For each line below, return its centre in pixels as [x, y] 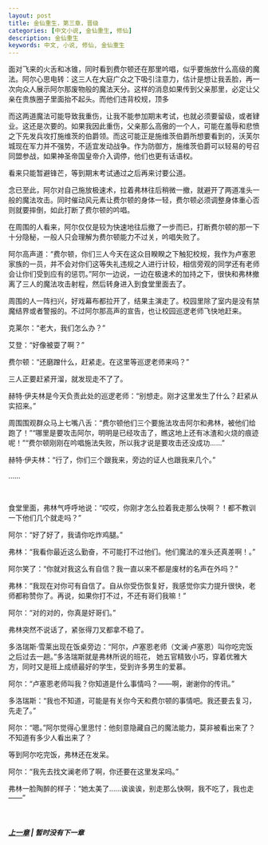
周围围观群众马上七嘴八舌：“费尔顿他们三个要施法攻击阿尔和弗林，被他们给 [132, 423]
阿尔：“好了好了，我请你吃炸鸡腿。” [66, 535]
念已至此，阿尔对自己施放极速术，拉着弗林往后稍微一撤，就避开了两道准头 [130, 190]
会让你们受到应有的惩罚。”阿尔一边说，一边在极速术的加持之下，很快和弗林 [130, 274]
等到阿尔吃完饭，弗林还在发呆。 [61, 755]
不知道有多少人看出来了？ [50, 738]
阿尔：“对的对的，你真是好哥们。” [62, 613]
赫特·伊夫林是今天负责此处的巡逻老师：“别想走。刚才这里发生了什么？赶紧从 [133, 396]
